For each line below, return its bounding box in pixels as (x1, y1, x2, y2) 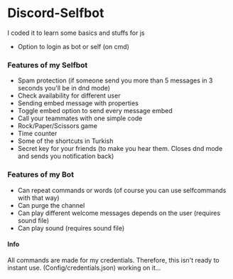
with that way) (17, 194, 60, 202)
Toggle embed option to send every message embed (17, 107, 173, 115)
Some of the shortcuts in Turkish (17, 137, 114, 145)
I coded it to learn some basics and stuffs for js (7, 28, 145, 37)
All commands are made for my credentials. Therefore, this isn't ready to (7, 256, 220, 264)
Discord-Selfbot (7, 5, 104, 21)
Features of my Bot (7, 169, 75, 179)
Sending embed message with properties (17, 99, 139, 107)
